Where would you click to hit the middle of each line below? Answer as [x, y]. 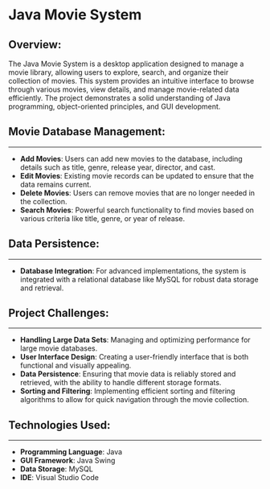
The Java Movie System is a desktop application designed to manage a [126, 64]
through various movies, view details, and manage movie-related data [124, 89]
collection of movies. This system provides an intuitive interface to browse [131, 81]
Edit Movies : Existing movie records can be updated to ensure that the [137, 175]
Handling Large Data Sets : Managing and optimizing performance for [135, 340]
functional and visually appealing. [76, 366]
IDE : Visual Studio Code [59, 478]
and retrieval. [42, 288]
